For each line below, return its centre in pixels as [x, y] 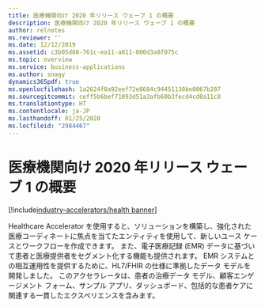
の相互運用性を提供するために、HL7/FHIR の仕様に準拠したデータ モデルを [130, 265]
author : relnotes [37, 30]
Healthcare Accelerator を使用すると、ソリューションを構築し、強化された [130, 226]
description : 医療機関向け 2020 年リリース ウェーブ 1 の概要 [102, 23]
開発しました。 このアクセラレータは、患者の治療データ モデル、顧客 [121, 275]
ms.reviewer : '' [35, 38]
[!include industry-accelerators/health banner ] [83, 210]
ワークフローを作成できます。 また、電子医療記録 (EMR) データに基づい [138, 245]
